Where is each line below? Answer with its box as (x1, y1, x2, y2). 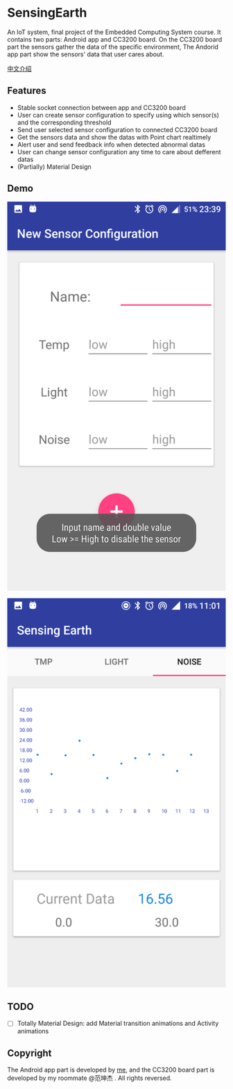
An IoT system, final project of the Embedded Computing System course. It (7, 28, 221, 36)
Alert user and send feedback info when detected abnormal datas (17, 140, 206, 149)
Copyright (7, 1047, 52, 1059)
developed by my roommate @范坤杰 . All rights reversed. (7, 1074, 172, 1082)
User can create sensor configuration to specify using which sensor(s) (17, 110, 220, 119)
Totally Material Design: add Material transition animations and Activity (17, 1020, 219, 1028)
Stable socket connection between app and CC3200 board (17, 103, 186, 112)
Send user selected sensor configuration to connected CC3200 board (17, 125, 218, 133)
